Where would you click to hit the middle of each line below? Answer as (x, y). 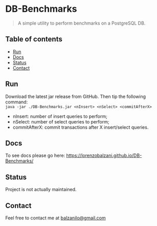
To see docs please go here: (35, 156)
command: (17, 102)
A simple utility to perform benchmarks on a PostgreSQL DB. (82, 23)
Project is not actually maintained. (41, 190)
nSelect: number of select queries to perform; (61, 121)
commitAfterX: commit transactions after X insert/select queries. (81, 127)
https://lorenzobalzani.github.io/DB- (104, 156)
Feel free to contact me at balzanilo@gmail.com (55, 218)
